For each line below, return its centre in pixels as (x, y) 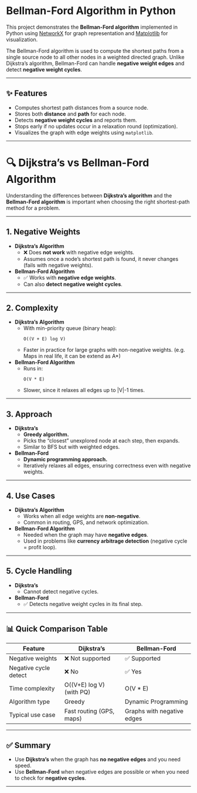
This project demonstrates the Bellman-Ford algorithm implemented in (92, 27)
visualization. (22, 39)
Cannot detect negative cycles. (61, 591)
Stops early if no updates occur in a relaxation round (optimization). (96, 126)
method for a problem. (33, 208)
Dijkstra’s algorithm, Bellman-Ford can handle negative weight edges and (95, 63)
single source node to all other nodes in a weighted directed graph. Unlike (95, 57)
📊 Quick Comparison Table (57, 629)
